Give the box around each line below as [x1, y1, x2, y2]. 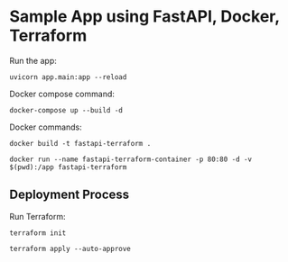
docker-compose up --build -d [9, 105, 124, 114]
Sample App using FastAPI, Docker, [9, 6, 280, 27]
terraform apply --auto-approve [9, 244, 131, 253]
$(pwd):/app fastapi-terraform [9, 162, 127, 172]
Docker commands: [9, 122, 83, 132]
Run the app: [9, 55, 57, 66]
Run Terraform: [9, 211, 66, 221]
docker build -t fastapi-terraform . [9, 139, 152, 148]
